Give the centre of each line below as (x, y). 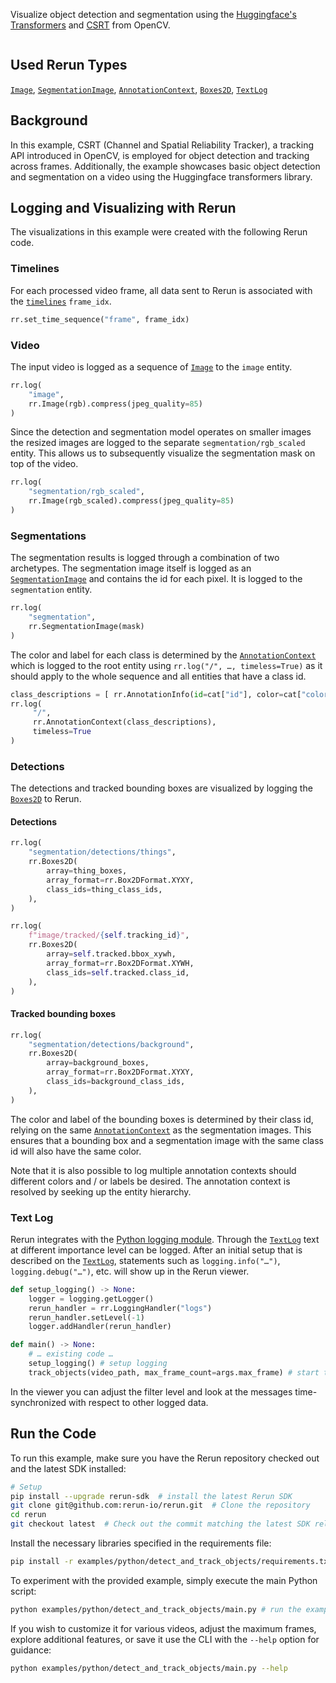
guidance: (31, 1650)
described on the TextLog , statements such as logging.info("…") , (145, 1260)
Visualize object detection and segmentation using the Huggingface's (153, 14)
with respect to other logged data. (138, 1402)
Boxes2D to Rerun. (46, 799)
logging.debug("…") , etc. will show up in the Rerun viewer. (130, 1271)
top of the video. (44, 464)
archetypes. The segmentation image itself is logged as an (131, 568)
